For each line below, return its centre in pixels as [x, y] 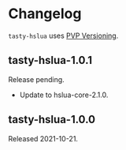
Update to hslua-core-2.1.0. [64, 95]
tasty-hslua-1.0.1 [50, 60]
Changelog [45, 14]
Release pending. [36, 79]
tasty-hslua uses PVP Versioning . [63, 36]
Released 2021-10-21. [43, 138]
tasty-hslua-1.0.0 [52, 120]
